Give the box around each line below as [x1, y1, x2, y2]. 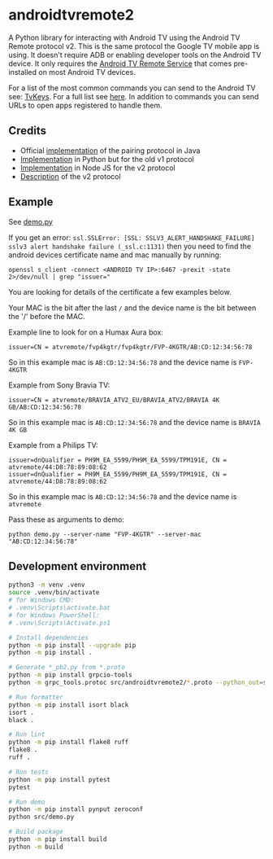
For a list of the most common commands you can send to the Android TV [8, 83, 256, 93]
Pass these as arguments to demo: [8, 515, 124, 524]
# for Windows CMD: [8, 596, 75, 604]
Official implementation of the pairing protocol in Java [19, 145, 201, 156]
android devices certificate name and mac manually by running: [8, 250, 222, 260]
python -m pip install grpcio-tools [8, 671, 132, 679]
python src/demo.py [8, 813, 75, 822]
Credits [8, 124, 47, 138]
